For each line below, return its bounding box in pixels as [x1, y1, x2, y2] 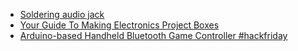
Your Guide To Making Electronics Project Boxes [19, 19, 220, 31]
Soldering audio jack [19, 9, 105, 20]
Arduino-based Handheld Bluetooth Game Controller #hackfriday [19, 30, 288, 41]
